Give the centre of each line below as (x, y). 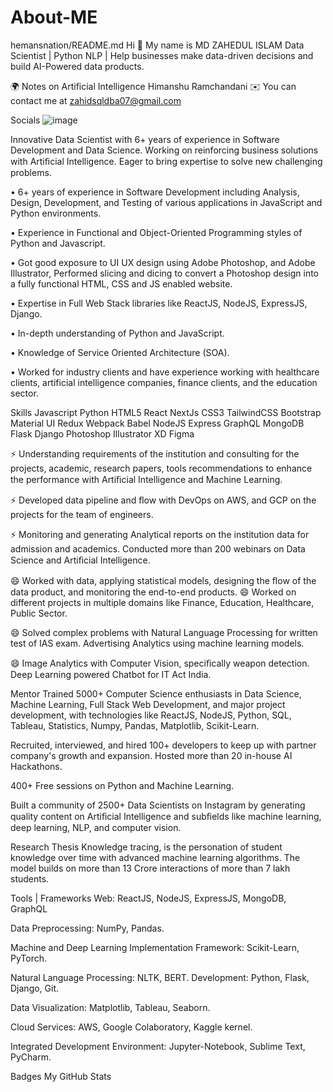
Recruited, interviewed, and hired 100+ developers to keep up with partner (163, 745)
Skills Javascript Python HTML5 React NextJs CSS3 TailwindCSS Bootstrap (166, 412)
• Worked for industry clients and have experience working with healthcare (165, 372)
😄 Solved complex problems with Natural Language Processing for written (164, 632)
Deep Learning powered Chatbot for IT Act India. (111, 674)
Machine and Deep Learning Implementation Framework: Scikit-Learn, (155, 947)
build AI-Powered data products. (77, 66)
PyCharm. (31, 1057)
